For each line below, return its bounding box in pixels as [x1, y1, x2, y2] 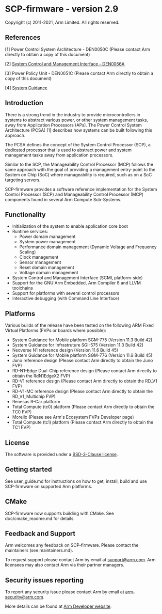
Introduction [5, 99, 44, 107]
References [5, 33, 41, 42]
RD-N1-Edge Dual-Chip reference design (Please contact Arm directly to [12, 368, 157, 374]
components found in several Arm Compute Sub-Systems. [5, 196, 122, 202]
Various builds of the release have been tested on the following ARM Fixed [5, 322, 154, 328]
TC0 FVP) [12, 409, 32, 415]
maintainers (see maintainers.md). [5, 548, 74, 553]
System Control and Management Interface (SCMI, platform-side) [12, 275, 143, 281]
